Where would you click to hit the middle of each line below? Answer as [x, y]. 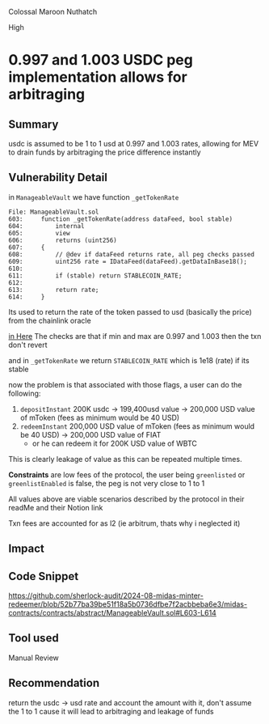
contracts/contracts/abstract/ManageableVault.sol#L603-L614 [112, 613]
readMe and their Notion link [56, 507]
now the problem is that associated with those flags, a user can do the [125, 384]
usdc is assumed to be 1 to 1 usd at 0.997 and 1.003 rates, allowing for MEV [134, 144]
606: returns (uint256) [63, 240]
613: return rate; [54, 290]
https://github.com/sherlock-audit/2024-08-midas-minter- [106, 596]
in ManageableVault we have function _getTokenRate [94, 197]
